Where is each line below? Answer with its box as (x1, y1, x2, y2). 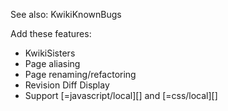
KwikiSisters (24, 47, 76, 59)
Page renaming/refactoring (24, 69, 137, 80)
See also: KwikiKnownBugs (10, 9, 122, 20)
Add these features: (10, 28, 92, 39)
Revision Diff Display (24, 79, 110, 91)
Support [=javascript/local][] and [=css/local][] (24, 90, 218, 101)
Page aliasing (24, 58, 81, 69)
